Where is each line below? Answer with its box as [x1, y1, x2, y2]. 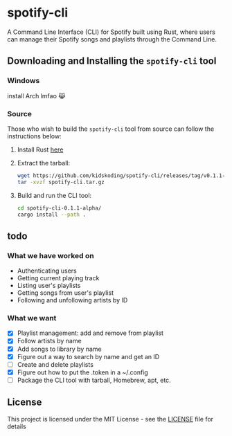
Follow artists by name [17, 337, 82, 345]
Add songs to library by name [17, 345, 102, 353]
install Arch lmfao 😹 [7, 91, 66, 100]
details [7, 422, 26, 430]
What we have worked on [7, 251, 95, 260]
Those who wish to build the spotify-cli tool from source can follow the [7, 125, 215, 133]
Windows [7, 76, 40, 86]
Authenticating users [17, 266, 78, 275]
